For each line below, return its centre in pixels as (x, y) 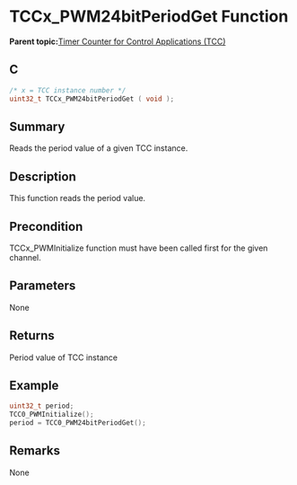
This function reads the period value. (78, 198)
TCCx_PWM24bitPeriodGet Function (149, 17)
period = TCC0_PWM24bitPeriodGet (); (78, 423)
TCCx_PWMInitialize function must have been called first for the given (139, 248)
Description (43, 176)
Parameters (43, 286)
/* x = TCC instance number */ (68, 90)
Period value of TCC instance (64, 357)
